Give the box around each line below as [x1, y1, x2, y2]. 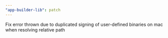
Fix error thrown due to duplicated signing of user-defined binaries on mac [5, 21, 163, 27]
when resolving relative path [5, 26, 66, 33]
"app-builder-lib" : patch [5, 7, 60, 13]
